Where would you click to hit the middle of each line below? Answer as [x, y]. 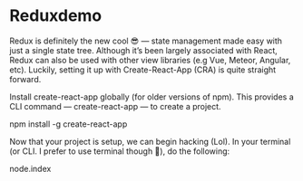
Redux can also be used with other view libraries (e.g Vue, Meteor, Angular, [150, 60]
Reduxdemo [56, 16]
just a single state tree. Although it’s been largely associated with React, [144, 50]
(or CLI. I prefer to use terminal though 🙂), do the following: [120, 151]
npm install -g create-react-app [68, 124]
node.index [30, 168]
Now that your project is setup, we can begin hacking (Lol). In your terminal [150, 141]
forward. [25, 79]
